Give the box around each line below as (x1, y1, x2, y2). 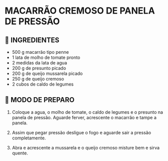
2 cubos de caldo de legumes (12, 81, 74, 87)
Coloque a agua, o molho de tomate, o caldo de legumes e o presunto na (12, 109, 163, 115)
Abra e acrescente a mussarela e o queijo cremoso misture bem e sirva (12, 144, 160, 150)
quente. (12, 150, 28, 156)
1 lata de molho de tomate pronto (12, 54, 80, 60)
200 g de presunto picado (12, 65, 66, 71)
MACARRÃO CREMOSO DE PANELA (5, 5, 155, 17)
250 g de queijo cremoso (12, 76, 64, 82)
